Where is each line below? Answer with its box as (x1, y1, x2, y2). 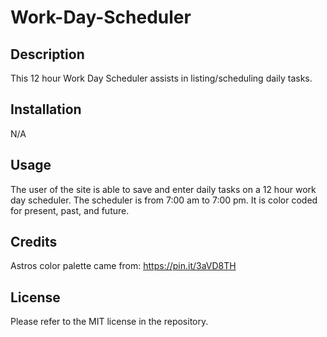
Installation (10, 101, 82, 118)
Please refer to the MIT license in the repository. (10, 316, 209, 328)
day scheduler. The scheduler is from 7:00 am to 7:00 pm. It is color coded (10, 194, 318, 206)
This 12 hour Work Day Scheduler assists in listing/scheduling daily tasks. (10, 72, 313, 84)
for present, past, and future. (10, 204, 130, 216)
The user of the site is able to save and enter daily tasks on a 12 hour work (10, 183, 317, 195)
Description (10, 46, 85, 63)
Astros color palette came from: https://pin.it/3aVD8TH (10, 260, 237, 272)
